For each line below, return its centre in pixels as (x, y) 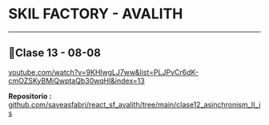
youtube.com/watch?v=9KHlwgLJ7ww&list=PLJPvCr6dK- (103, 72)
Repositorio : (30, 96)
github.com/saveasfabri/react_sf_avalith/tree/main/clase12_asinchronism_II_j (134, 104)
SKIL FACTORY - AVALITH (96, 14)
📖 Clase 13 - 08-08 (55, 53)
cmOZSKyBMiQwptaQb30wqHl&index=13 (77, 80)
